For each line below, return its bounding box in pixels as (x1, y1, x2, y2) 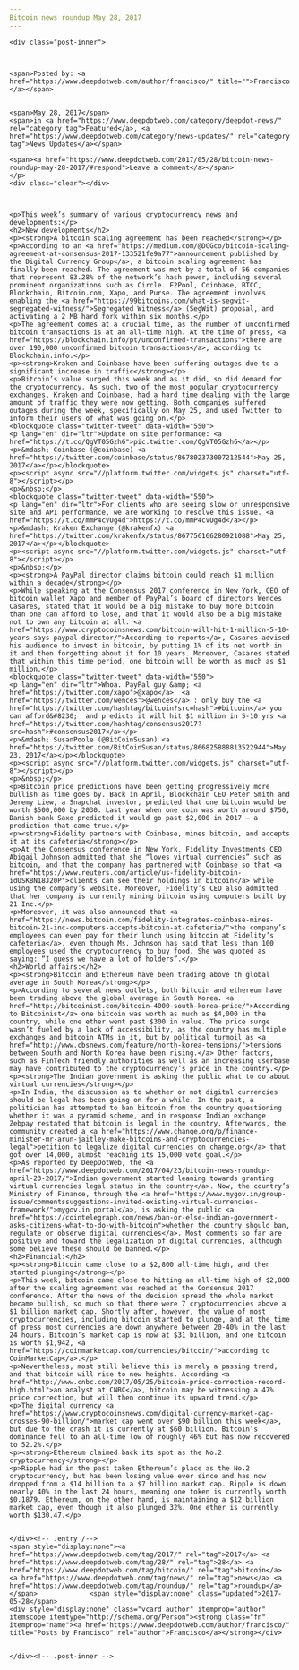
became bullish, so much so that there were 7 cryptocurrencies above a (9, 1299, 286, 1308)
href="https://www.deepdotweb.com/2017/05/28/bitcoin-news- (45, 155, 275, 164)
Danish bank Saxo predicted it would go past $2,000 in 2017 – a (9, 813, 258, 822)
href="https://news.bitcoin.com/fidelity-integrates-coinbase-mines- (9, 915, 275, 924)
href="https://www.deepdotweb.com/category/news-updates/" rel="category (9, 132, 291, 141)
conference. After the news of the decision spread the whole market (9, 1291, 275, 1300)
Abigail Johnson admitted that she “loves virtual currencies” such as (9, 852, 282, 861)
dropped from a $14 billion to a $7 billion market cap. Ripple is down (9, 1479, 286, 1488)
